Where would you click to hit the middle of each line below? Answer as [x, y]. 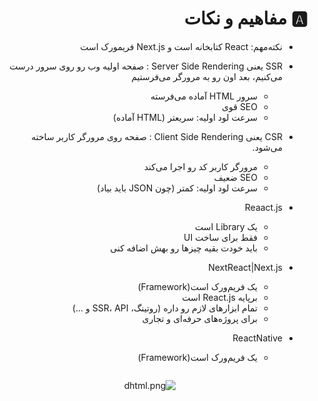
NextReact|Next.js [245, 267]
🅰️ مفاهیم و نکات [245, 18]
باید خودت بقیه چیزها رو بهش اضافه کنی [184, 248]
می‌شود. [267, 147]
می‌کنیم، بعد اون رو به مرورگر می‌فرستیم [207, 76]
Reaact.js [263, 207]
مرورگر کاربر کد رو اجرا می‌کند [200, 166]
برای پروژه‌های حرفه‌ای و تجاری [199, 318]
